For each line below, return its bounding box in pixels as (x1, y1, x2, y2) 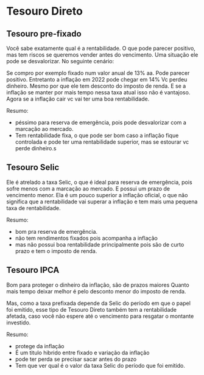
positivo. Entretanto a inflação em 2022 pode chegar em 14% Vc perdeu (6, 76, 188, 83)
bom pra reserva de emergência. (15, 228, 98, 235)
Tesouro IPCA (6, 265, 60, 275)
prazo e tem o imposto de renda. (15, 247, 97, 254)
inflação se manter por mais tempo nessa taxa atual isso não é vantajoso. (6, 89, 191, 96)
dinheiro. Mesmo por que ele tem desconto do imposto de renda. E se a (6, 82, 186, 89)
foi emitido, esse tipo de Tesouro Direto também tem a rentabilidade (6, 306, 177, 313)
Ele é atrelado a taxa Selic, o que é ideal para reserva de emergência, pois (6, 178, 193, 186)
